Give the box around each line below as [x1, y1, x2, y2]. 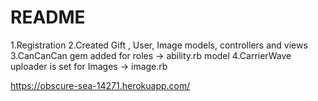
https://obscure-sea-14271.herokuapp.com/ [10, 79, 191, 91]
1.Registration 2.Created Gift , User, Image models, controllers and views [10, 39, 308, 51]
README [10, 6, 86, 29]
